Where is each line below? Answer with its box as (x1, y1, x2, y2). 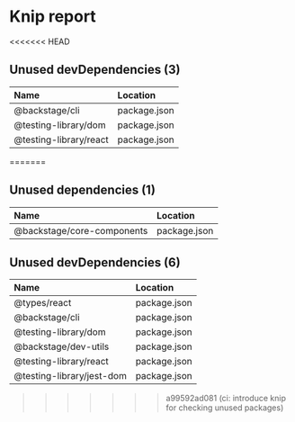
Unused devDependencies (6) (9, 255, 182, 270)
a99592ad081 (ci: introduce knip (165, 393, 286, 404)
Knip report (9, 6, 96, 27)
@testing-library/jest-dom (13, 370, 128, 382)
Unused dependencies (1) (9, 183, 156, 198)
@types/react (13, 297, 72, 310)
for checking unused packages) (165, 402, 284, 413)
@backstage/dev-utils (13, 340, 110, 353)
